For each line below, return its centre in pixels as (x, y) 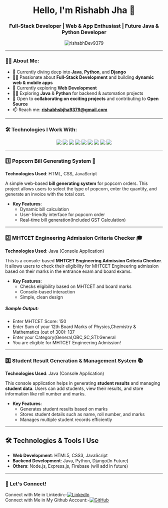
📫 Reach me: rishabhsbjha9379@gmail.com (60, 110)
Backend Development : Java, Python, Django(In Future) (70, 461)
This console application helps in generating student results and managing (83, 383)
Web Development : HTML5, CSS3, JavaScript (60, 455)
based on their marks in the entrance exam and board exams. (68, 271)
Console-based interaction (47, 291)
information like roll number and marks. (45, 393)
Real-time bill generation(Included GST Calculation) (73, 220)
